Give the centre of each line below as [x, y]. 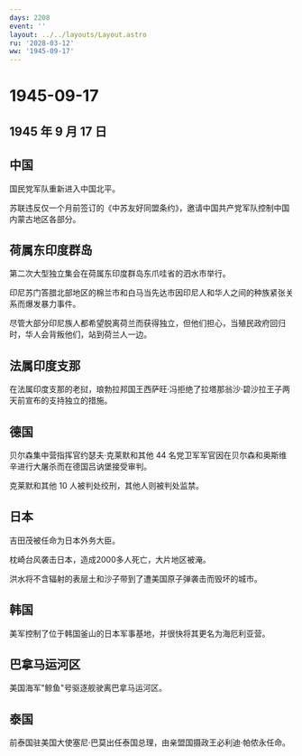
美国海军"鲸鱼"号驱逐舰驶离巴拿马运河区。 [88, 688]
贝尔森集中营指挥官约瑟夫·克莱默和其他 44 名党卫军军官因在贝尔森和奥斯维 [148, 455]
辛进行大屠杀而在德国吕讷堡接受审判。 [80, 466]
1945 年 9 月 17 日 [58, 131]
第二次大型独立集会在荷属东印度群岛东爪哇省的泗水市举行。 [120, 274]
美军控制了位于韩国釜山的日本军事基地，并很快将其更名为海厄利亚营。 [140, 633]
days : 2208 [30, 18]
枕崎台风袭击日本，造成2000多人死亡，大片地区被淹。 [110, 559]
